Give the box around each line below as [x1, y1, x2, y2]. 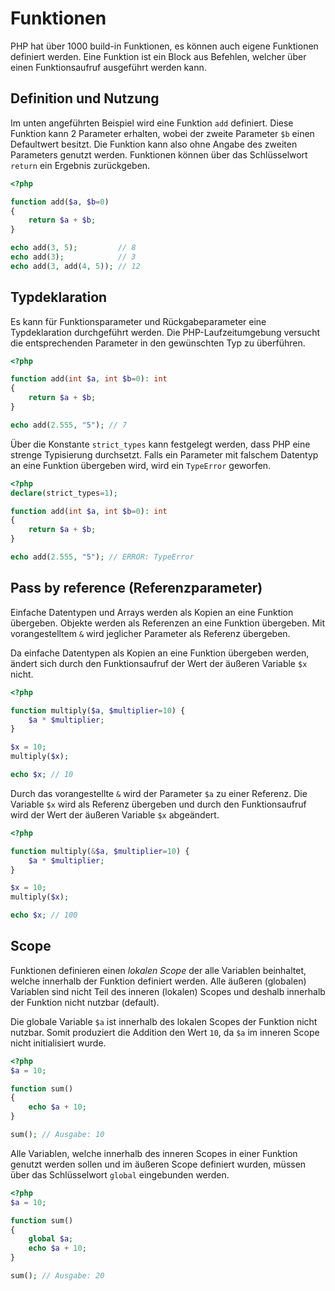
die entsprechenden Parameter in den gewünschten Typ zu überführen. [10, 337, 306, 349]
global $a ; [28, 1234, 74, 1244]
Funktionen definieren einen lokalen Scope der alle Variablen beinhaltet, [10, 964, 307, 976]
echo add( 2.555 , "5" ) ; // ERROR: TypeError [10, 552, 195, 562]
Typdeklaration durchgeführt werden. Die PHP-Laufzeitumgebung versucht [10, 326, 321, 338]
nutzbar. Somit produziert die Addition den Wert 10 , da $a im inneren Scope [10, 1026, 320, 1038]
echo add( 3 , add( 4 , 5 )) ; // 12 [10, 261, 141, 271]
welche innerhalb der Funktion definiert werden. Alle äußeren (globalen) [10, 975, 307, 987]
